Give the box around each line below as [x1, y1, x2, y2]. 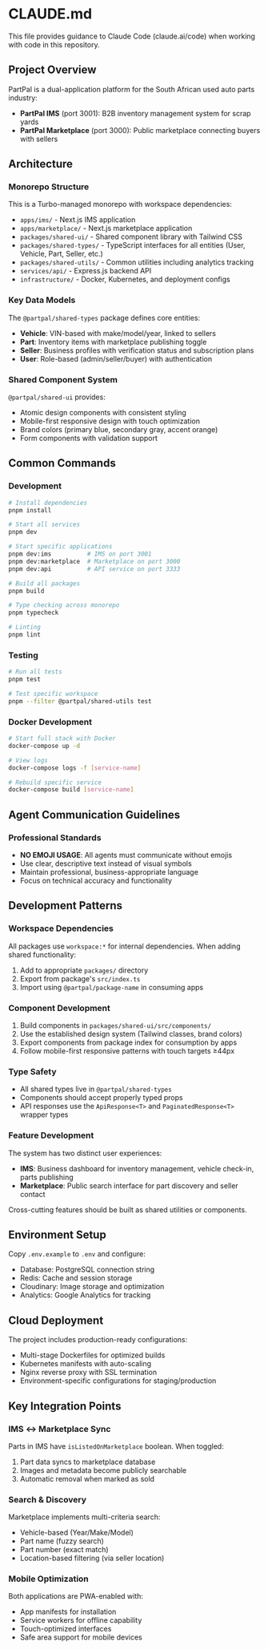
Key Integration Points [8, 1399, 122, 1413]
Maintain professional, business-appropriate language [19, 867, 198, 876]
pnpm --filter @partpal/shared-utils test [8, 697, 152, 706]
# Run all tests [8, 668, 62, 676]
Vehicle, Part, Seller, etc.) [19, 249, 104, 259]
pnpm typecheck [8, 609, 59, 617]
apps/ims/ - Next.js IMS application [19, 215, 136, 224]
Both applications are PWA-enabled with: [8, 1591, 144, 1601]
